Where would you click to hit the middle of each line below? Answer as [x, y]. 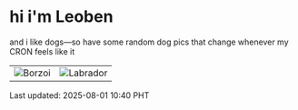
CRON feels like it [42, 51]
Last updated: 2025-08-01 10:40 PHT [79, 95]
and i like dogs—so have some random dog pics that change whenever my [149, 42]
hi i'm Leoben [61, 17]
